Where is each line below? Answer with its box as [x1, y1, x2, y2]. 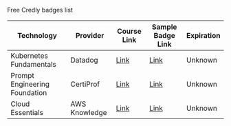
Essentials [10, 108, 43, 117]
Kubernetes [10, 51, 48, 61]
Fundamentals [10, 60, 57, 69]
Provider [75, 31, 104, 40]
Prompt [10, 71, 34, 80]
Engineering [10, 79, 50, 89]
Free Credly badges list [7, 6, 74, 14]
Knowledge [70, 108, 108, 117]
